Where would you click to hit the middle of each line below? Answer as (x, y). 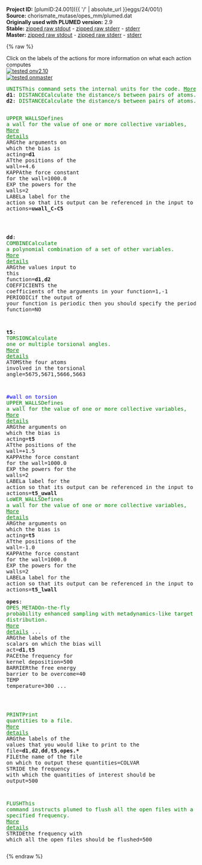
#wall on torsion (32, 397)
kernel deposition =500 (40, 662)
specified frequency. (38, 815)
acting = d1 (20, 155)
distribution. (27, 620)
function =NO (24, 309)
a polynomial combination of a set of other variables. (90, 249)
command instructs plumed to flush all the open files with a (100, 809)
